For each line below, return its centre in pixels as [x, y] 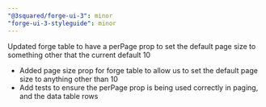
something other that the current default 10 [79, 55]
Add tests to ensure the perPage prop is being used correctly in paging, [139, 87]
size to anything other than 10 [69, 79]
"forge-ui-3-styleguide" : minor [62, 23]
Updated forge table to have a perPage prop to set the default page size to [132, 46]
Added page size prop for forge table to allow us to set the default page [138, 70]
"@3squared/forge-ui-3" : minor [60, 16]
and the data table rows [59, 96]
